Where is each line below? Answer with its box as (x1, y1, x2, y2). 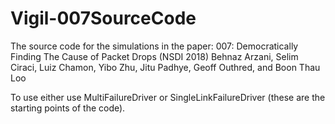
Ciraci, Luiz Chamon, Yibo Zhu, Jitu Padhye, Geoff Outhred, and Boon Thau (10, 61, 321, 73)
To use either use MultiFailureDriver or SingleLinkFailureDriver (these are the (10, 91, 326, 103)
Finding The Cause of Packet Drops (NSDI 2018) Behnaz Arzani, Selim (10, 50, 299, 62)
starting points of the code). (10, 102, 126, 114)
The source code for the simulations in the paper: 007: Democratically (10, 40, 299, 52)
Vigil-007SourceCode (10, 7, 197, 30)
